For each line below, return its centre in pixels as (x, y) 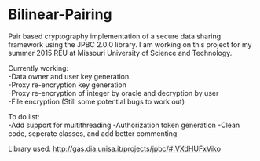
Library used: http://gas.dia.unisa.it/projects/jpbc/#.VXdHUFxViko (115, 148)
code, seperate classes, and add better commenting (93, 133)
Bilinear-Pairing (60, 15)
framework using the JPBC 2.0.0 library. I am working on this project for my (130, 44)
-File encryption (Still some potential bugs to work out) (97, 101)
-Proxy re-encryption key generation (68, 85)
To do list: (24, 116)
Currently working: (38, 68)
